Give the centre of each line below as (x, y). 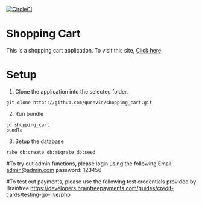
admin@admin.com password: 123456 (54, 170)
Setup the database (39, 141)
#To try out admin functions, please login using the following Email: (90, 164)
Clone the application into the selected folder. (71, 91)
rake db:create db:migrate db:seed (51, 152)
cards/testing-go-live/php (38, 194)
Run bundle (29, 113)
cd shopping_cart (28, 125)
